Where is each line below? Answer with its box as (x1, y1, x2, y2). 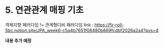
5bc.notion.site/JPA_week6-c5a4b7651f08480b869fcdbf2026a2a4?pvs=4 (5, 27, 159, 33)
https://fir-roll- (94, 22, 124, 28)
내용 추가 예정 (5, 38, 31, 44)
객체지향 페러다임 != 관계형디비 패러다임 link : (5, 22, 94, 28)
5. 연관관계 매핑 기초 (5, 4, 84, 16)
